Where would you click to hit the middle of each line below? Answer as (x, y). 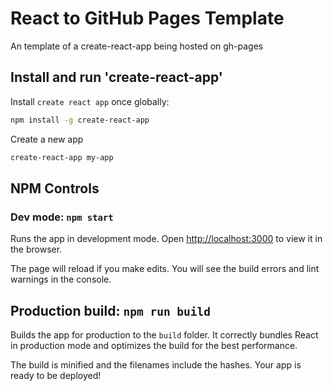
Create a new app (47, 139)
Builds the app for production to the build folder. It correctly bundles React (164, 335)
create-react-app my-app (62, 157)
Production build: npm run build (111, 310)
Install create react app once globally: (90, 101)
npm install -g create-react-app (80, 120)
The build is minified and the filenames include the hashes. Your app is (156, 365)
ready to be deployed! (56, 375)
